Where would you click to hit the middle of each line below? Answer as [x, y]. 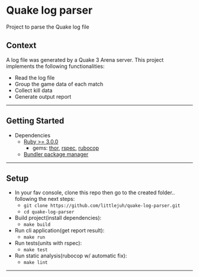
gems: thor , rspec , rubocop [66, 148]
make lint [36, 263]
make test [36, 250]
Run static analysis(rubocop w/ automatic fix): [71, 256]
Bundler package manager [56, 154]
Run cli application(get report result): [60, 231]
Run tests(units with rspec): [48, 243]
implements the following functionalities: [55, 66]
